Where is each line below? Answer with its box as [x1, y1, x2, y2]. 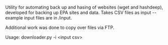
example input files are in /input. [5, 15, 72, 20]
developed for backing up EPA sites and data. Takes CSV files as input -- [5, 9, 157, 15]
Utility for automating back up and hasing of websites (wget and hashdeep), [5, 4, 163, 10]
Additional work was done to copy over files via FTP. [5, 24, 115, 30]
